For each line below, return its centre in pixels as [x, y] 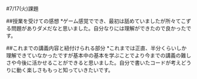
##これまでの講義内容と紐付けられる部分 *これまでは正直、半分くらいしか [96, 48]
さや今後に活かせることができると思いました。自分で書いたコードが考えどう [99, 63]
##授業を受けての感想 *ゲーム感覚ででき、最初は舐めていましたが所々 [91, 21]
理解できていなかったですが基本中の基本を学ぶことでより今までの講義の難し [99, 55]
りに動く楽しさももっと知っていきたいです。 [60, 70]
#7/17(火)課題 [22, 8]
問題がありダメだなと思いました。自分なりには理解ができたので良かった [98, 28]
